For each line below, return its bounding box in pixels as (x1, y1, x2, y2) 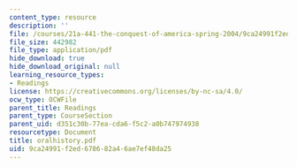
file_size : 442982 (9, 37, 77, 47)
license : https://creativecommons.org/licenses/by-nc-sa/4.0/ (9, 87, 243, 95)
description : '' (9, 21, 69, 30)
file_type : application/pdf (9, 46, 113, 55)
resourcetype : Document (9, 128, 97, 137)
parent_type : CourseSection (9, 111, 113, 120)
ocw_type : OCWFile (9, 95, 77, 104)
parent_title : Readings (9, 103, 97, 112)
